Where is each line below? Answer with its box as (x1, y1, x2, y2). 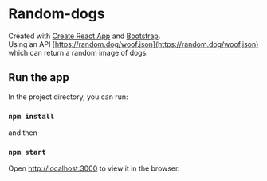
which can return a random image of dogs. (8, 48, 149, 57)
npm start (8, 148, 46, 156)
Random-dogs (8, 5, 105, 23)
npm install (8, 112, 55, 121)
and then (8, 128, 37, 137)
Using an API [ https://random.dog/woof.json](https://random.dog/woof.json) (8, 39, 259, 48)
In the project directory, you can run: (8, 92, 128, 102)
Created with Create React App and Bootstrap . (8, 31, 161, 40)
